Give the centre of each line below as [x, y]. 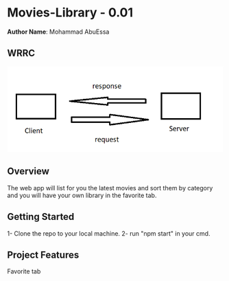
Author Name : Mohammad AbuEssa [58, 32]
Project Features [43, 255]
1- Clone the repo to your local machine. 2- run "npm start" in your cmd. [109, 233]
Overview [28, 171]
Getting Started [41, 217]
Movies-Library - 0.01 [70, 13]
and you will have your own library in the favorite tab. [82, 195]
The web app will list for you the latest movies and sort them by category [110, 188]
